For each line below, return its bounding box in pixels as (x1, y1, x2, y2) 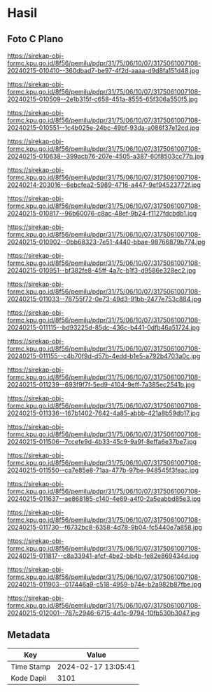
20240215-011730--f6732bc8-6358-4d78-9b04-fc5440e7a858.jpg (7, 523, 203, 531)
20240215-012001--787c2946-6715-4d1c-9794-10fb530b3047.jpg (7, 609, 200, 617)
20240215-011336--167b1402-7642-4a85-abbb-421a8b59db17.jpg (7, 409, 200, 417)
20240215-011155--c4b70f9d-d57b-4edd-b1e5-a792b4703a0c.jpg (7, 352, 201, 360)
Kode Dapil (10, 673, 47, 683)
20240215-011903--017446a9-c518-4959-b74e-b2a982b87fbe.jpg (7, 580, 202, 588)
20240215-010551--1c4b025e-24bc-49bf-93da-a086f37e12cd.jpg (7, 124, 199, 131)
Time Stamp (10, 662, 51, 672)
